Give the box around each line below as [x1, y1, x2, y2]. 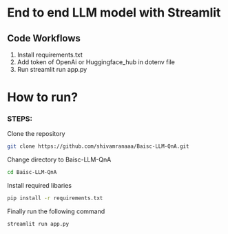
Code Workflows [7, 32, 81, 44]
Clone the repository [7, 130, 65, 138]
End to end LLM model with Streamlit [7, 5, 221, 21]
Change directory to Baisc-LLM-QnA [7, 155, 112, 164]
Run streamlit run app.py [17, 66, 87, 73]
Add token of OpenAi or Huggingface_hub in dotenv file [17, 58, 176, 66]
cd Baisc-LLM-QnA [7, 169, 57, 176]
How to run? [7, 90, 78, 105]
